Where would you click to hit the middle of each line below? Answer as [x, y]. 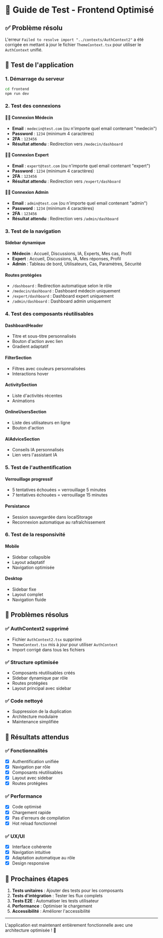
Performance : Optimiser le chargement [52, 906]
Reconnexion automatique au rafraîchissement [59, 522]
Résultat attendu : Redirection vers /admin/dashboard [65, 219]
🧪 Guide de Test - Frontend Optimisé [80, 10]
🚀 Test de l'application [39, 65]
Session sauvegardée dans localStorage [52, 517]
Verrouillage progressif [29, 479]
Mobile [12, 546]
